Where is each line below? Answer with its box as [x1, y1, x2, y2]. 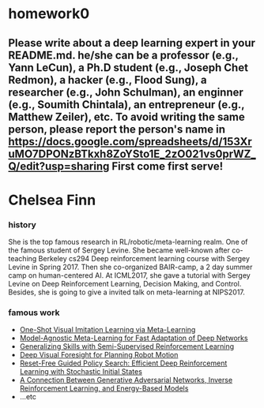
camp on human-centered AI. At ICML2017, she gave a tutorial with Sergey [8, 271, 251, 280]
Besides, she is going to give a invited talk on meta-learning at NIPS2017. [8, 287, 245, 297]
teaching [8, 254, 37, 264]
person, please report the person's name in [8, 122, 225, 136]
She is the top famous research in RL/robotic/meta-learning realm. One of [8, 238, 248, 247]
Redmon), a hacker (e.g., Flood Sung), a [8, 73, 207, 87]
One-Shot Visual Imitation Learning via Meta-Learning [19, 325, 196, 335]
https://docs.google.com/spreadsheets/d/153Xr [8, 135, 252, 148]
